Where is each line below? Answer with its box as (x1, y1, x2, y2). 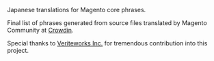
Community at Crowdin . (7, 26, 74, 34)
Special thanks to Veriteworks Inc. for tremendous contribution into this (7, 39, 208, 47)
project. (7, 47, 29, 54)
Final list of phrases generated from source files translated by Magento (7, 19, 207, 26)
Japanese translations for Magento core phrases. (7, 6, 146, 14)
